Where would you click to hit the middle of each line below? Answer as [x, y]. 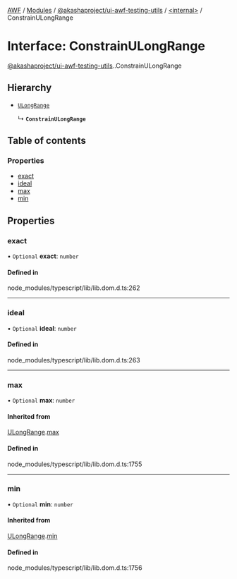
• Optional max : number [41, 401]
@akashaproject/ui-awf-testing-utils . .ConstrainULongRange [95, 66]
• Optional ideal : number [42, 328]
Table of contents [47, 141]
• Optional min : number [41, 504]
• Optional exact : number [43, 256]
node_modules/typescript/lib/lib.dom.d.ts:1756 [75, 568]
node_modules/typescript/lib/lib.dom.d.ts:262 [74, 288]
